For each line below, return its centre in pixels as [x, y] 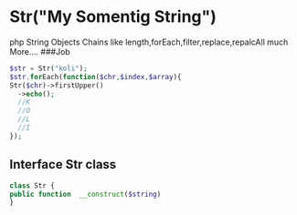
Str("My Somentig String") [113, 17]
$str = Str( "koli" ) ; [49, 68]
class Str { [32, 185]
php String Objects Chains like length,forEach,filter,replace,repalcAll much [149, 42]
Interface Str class [63, 164]
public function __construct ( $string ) [85, 194]
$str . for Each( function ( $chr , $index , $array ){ [95, 77]
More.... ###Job [40, 51]
